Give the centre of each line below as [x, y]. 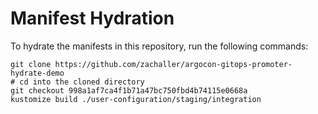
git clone [31, 64]
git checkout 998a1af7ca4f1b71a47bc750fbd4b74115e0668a [129, 90]
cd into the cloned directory [82, 82]
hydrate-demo [37, 73]
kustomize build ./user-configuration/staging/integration [136, 99]
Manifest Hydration [92, 18]
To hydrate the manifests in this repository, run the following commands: [159, 46]
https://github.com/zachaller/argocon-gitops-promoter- [173, 64]
